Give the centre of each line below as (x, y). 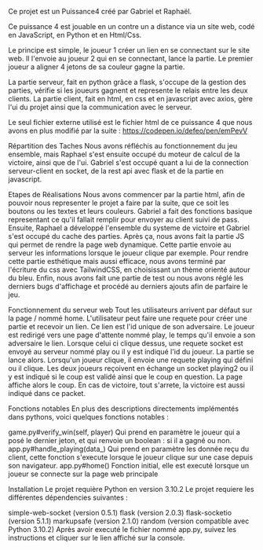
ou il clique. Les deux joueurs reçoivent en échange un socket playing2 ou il (131, 368)
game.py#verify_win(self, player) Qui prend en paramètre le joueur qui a (124, 432)
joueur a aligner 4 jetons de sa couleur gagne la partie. (97, 67)
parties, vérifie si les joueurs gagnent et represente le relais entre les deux (128, 90)
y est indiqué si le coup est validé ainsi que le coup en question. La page (126, 377)
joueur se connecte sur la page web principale (83, 474)
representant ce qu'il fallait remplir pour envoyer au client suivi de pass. (124, 220)
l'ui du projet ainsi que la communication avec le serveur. (100, 107)
